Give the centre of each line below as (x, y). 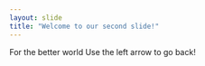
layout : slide (36, 18)
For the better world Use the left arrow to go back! (102, 52)
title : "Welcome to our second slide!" (84, 26)
